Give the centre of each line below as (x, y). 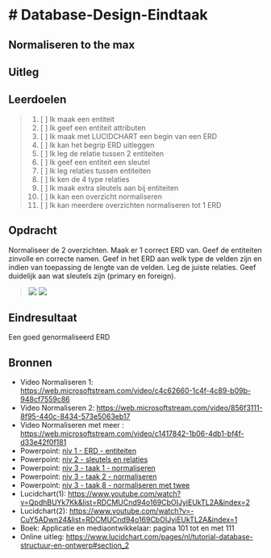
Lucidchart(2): (44, 511)
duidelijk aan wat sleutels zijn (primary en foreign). (92, 276)
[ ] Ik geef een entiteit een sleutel (95, 162)
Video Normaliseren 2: (57, 408)
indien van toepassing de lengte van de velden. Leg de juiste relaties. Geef (132, 267)
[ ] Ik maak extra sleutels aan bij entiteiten (109, 188)
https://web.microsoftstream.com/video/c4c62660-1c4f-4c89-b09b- (135, 391)
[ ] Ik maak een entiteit (77, 119)
